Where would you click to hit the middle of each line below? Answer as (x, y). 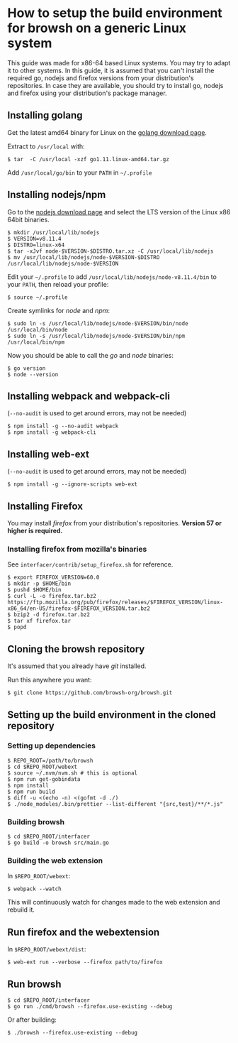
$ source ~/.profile (38, 297)
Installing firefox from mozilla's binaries (77, 549)
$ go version (27, 368)
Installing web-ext (49, 454)
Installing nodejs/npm (57, 195)
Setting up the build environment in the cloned (112, 715)
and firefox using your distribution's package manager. (87, 93)
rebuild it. (21, 910)
